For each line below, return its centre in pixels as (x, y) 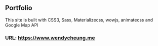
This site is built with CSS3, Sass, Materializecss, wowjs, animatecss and (79, 20)
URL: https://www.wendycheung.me (50, 38)
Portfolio (19, 8)
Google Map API (22, 25)
